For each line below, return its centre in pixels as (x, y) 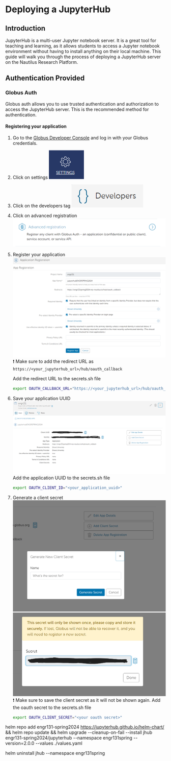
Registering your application (36, 127)
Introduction (25, 28)
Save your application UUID (41, 399)
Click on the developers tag (41, 206)
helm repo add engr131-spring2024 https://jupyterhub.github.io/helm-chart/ (85, 727)
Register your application (39, 255)
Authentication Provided (45, 78)
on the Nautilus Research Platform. (42, 62)
